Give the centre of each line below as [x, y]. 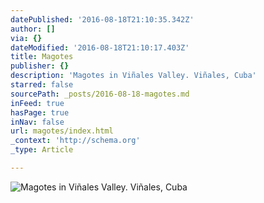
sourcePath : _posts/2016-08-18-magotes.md [100, 94]
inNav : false [37, 122]
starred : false [42, 85]
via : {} [26, 38]
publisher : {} [40, 66]
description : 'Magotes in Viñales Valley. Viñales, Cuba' [133, 76]
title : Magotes [42, 57]
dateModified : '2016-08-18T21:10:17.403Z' [100, 47]
